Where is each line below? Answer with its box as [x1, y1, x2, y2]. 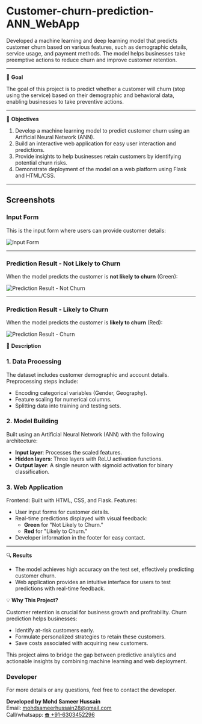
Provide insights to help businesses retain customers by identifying [14, 153, 182, 160]
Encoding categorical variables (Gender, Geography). [14, 389, 147, 396]
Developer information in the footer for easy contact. [14, 534, 145, 541]
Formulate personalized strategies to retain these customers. [14, 633, 167, 640]
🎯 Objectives [6, 115, 39, 122]
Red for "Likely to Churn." [23, 527, 88, 535]
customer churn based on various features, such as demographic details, [6, 43, 188, 51]
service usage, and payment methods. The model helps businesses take [6, 49, 186, 57]
